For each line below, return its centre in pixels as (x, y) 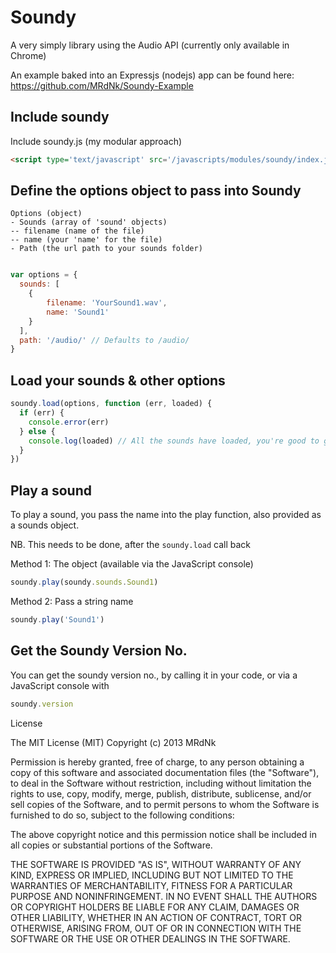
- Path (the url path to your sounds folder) (106, 249)
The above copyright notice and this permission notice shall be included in (163, 834)
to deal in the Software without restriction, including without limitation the (161, 783)
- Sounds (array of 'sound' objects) (89, 222)
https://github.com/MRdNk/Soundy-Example (102, 85)
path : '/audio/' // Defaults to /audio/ (104, 340)
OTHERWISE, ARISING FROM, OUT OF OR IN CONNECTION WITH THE (156, 928)
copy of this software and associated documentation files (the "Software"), (165, 772)
